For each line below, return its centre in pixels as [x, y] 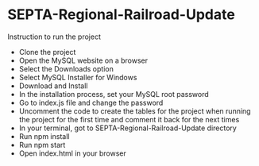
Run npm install [44, 136]
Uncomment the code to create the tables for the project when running [135, 111]
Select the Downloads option [66, 68]
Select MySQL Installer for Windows [78, 77]
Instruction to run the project [54, 37]
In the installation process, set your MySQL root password [114, 94]
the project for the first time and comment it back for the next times [129, 119]
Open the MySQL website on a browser [83, 60]
